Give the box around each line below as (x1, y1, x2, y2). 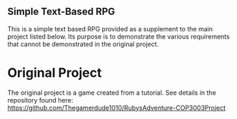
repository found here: (7, 95, 74, 104)
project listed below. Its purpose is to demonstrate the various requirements (7, 32, 230, 41)
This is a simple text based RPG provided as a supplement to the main (7, 24, 213, 33)
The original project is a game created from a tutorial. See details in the (7, 88, 216, 97)
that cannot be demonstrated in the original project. (7, 39, 159, 48)
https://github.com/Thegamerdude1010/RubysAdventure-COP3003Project (7, 103, 226, 112)
